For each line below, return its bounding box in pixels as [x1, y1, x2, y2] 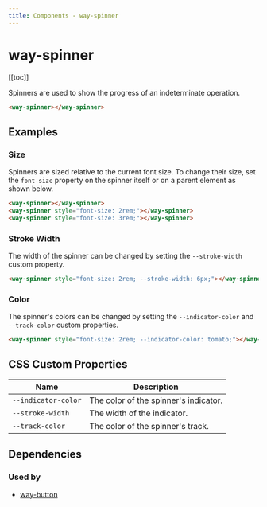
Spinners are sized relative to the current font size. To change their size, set [8, 167, 256, 177]
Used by [8, 471, 41, 482]
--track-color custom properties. [8, 320, 119, 330]
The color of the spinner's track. [89, 420, 209, 431]
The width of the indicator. [89, 408, 188, 419]
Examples [8, 125, 58, 138]
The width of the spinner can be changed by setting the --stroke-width [8, 252, 242, 261]
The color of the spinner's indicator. [89, 395, 223, 406]
